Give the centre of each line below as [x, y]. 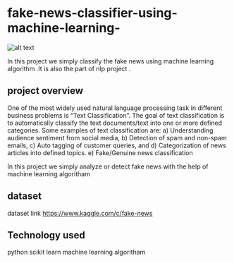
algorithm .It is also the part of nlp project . [69, 68]
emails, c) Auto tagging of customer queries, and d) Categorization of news [117, 145]
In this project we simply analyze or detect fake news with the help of [108, 166]
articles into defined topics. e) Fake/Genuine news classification [100, 152]
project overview [45, 91]
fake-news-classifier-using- [92, 13]
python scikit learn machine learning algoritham [76, 252]
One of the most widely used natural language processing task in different [115, 108]
